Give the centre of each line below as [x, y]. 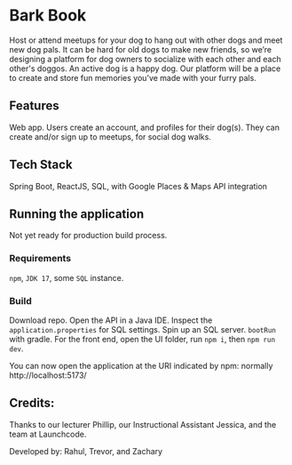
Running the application [77, 214]
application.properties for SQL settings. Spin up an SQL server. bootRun [143, 329]
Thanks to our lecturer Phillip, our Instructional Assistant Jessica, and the [143, 424]
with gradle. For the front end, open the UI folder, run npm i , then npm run [142, 339]
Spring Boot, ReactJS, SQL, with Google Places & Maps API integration [138, 186]
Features [34, 106]
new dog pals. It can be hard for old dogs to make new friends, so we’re [141, 49]
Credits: [32, 403]
